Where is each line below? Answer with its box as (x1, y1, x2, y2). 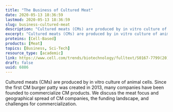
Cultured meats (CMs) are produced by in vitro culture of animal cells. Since (5, 79, 167, 85)
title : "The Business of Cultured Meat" (5, 7, 94, 13)
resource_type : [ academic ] (5, 50, 63, 55)
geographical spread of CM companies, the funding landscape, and (5, 96, 149, 102)
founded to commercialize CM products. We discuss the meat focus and (5, 90, 159, 96)
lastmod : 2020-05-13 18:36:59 (5, 17, 71, 22)
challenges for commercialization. (5, 101, 77, 107)
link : (5, 55, 17, 61)
